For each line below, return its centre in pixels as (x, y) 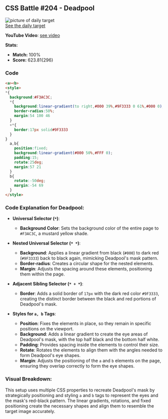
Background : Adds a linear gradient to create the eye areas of (84, 334)
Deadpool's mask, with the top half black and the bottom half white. (89, 339)
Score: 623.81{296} (33, 60)
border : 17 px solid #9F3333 (41, 129)
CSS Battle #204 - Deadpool (50, 8)
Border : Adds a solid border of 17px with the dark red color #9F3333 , (89, 293)
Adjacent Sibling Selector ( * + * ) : (48, 284)
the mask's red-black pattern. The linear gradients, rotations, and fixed (78, 400)
